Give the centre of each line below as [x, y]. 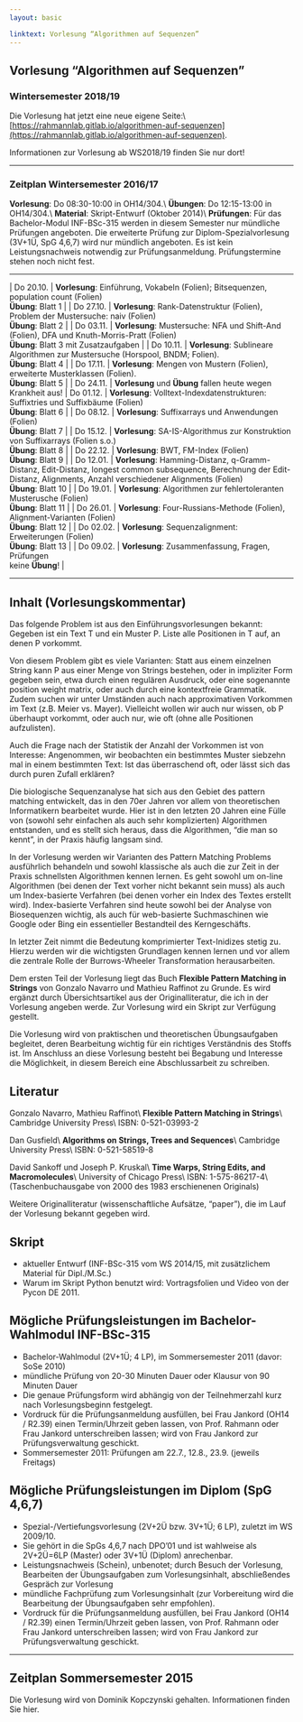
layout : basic [36, 18]
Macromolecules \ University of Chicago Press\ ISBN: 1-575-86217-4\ [139, 1177]
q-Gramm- [251, 460]
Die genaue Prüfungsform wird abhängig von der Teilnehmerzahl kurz [152, 1394]
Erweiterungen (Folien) [52, 537]
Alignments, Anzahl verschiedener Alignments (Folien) [142, 479]
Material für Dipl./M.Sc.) [67, 1273]
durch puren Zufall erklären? [62, 774]
